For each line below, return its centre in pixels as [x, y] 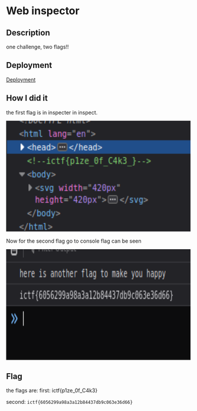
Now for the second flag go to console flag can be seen [74, 241]
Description [28, 33]
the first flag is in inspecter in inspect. [52, 112]
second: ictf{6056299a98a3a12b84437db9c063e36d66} [70, 402]
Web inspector [43, 11]
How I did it [27, 98]
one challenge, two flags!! [37, 47]
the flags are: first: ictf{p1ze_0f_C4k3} [52, 390]
